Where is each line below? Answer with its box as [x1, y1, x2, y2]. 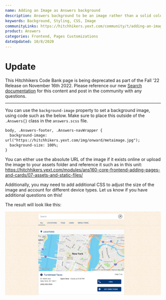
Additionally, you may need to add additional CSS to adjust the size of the [5, 182, 155, 187]
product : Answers [5, 29, 41, 34]
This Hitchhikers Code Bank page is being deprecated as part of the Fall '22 [5, 77, 160, 83]
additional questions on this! [5, 192, 63, 198]
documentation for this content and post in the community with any [5, 88, 142, 94]
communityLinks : [5, 24, 39, 29]
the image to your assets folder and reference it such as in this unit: [5, 161, 142, 167]
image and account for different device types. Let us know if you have [5, 187, 148, 192]
